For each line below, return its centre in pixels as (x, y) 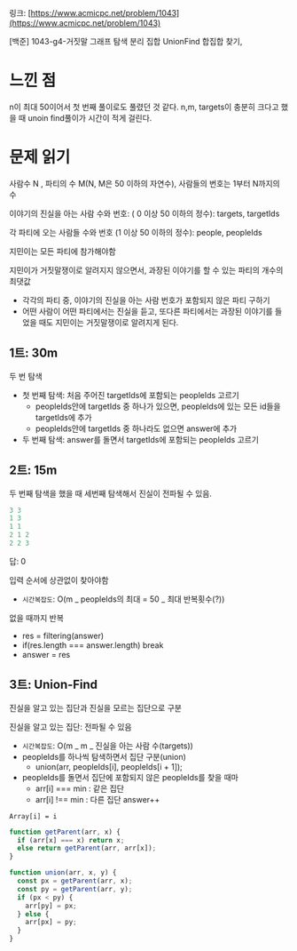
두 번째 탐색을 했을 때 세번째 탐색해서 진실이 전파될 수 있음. (111, 493)
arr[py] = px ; (51, 906)
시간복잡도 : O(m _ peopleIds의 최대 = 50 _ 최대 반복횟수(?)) (123, 599)
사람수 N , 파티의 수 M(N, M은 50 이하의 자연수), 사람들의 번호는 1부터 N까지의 (145, 183)
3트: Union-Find (54, 685)
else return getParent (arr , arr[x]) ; (87, 848)
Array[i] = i (33, 816)
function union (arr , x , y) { (63, 873)
